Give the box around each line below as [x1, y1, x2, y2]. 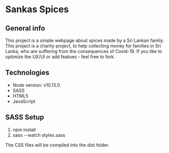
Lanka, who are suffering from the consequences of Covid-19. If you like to [5, 48, 162, 54]
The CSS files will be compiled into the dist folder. [5, 142, 109, 148]
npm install [12, 126, 36, 133]
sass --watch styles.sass [12, 132, 65, 138]
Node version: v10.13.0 [12, 82, 60, 88]
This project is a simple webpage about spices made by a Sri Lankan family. [5, 37, 164, 43]
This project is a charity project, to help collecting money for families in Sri [5, 43, 161, 49]
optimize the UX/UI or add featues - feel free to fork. [5, 54, 116, 60]
